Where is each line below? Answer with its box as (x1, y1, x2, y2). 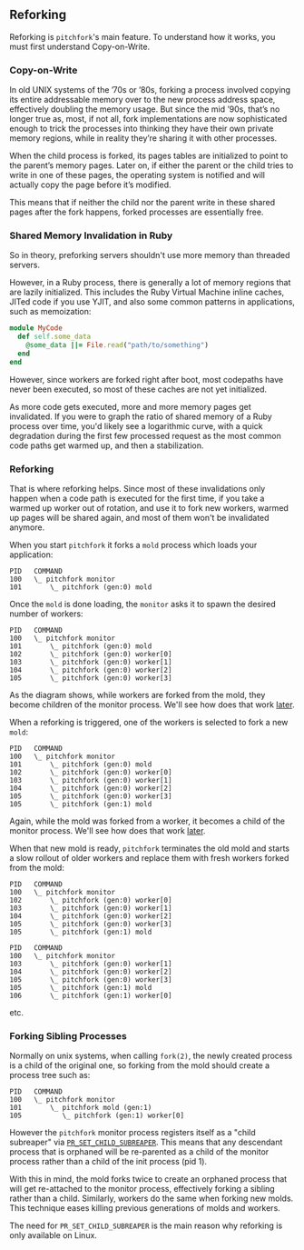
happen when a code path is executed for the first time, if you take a (9, 493, 265, 504)
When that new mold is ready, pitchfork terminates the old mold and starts (9, 843, 290, 854)
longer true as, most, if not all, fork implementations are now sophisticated (9, 114, 288, 125)
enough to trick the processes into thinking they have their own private (9, 123, 274, 135)
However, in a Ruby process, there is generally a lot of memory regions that (9, 277, 291, 288)
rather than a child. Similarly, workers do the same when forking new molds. (9, 1193, 294, 1204)
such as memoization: (9, 306, 92, 317)
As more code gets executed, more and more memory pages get (9, 401, 251, 412)
